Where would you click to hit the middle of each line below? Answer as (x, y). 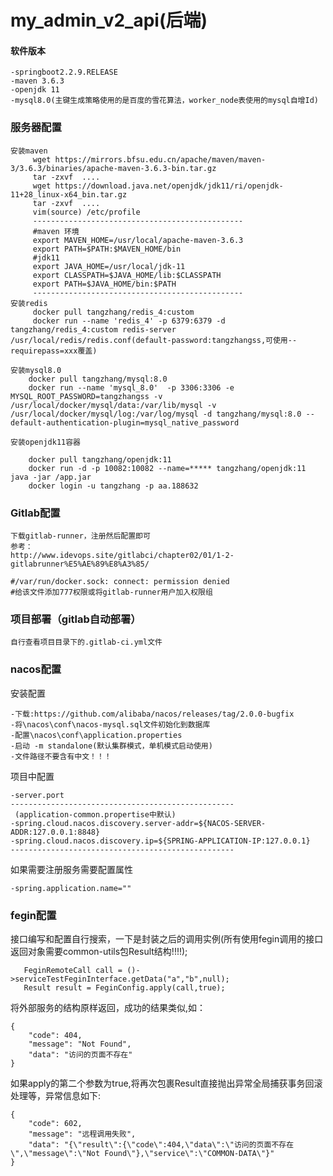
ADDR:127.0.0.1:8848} (55, 832)
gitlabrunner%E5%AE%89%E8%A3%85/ (80, 564)
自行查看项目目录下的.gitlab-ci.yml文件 (86, 642)
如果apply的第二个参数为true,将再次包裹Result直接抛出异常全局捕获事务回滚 (166, 1083)
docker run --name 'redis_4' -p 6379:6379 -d (129, 321)
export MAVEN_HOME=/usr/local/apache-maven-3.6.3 (138, 240)
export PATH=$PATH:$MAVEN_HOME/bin (107, 249)
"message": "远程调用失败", (82, 1134)
